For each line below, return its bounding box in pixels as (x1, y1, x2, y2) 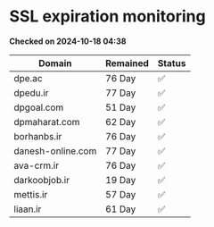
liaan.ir (13, 203, 42, 215)
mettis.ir (13, 188, 48, 200)
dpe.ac (13, 71, 43, 84)
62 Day (105, 115, 136, 128)
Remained (105, 56, 150, 69)
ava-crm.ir (13, 159, 60, 172)
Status (157, 56, 186, 69)
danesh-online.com (13, 145, 97, 157)
